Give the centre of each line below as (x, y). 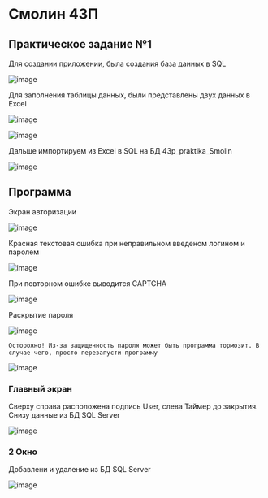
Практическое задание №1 (80, 44)
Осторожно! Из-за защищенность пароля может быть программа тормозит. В (134, 345)
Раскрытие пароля (41, 314)
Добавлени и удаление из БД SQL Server (80, 470)
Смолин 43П (54, 14)
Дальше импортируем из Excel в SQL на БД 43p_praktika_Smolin (121, 151)
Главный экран (41, 388)
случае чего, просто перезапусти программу (83, 353)
